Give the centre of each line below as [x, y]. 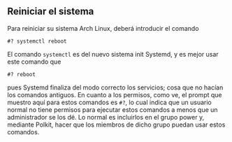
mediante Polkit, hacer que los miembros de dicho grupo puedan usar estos [116, 125]
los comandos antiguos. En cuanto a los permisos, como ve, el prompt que [115, 94]
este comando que [34, 62]
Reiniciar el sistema [51, 12]
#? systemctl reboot [37, 41]
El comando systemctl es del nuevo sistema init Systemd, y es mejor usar [113, 54]
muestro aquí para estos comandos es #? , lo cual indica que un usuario [109, 102]
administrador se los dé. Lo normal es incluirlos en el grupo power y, [106, 117]
